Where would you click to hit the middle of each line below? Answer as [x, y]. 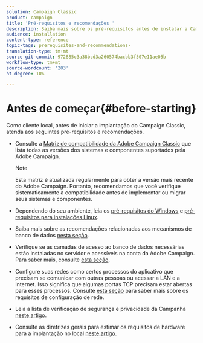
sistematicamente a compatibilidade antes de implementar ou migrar [100, 193]
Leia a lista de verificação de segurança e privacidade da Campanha [100, 309]
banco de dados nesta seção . [52, 236]
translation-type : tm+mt [37, 51]
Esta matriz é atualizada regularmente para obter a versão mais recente [104, 180]
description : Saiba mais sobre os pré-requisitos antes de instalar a [97, 29]
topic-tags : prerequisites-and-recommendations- [69, 46]
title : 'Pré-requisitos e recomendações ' [60, 23]
